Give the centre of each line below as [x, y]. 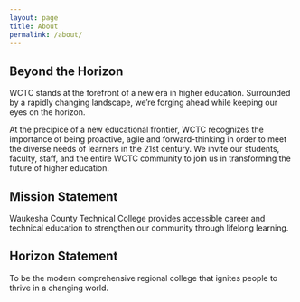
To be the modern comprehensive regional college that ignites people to [144, 278]
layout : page [34, 18]
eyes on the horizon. [47, 112]
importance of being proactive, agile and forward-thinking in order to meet [148, 139]
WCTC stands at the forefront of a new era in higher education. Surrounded [150, 93]
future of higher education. [60, 168]
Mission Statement [64, 197]
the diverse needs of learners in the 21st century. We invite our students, [145, 149]
